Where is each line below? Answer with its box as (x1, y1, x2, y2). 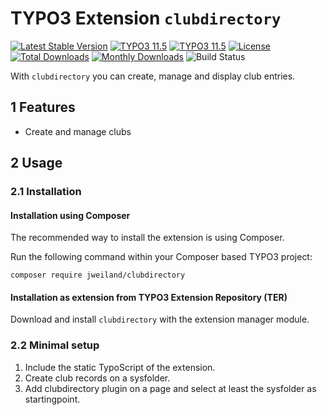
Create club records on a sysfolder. (24, 372, 171, 384)
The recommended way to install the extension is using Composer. (10, 232, 285, 244)
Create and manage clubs (24, 125, 132, 137)
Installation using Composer (10, 209, 131, 221)
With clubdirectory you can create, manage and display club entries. (10, 70, 296, 82)
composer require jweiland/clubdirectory (10, 270, 186, 281)
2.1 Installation (10, 185, 82, 199)
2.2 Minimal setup (10, 338, 100, 352)
